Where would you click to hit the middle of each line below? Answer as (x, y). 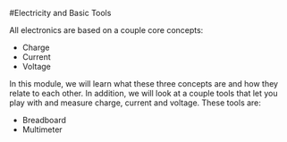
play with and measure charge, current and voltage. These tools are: (135, 103)
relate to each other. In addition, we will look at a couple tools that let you (144, 93)
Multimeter (42, 129)
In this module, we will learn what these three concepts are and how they (144, 84)
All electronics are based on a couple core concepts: (106, 30)
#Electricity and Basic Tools (60, 13)
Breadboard (44, 120)
